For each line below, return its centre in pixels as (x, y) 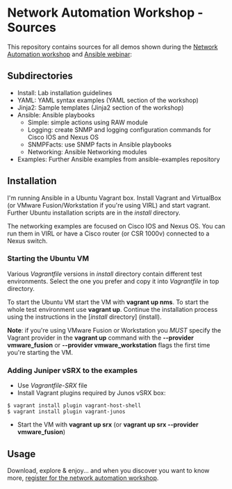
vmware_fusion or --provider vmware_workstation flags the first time (109, 345)
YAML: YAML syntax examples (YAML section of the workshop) (108, 100)
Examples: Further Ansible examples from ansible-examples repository (118, 159)
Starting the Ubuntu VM (48, 258)
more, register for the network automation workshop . (83, 478)
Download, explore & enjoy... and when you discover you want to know (108, 470)
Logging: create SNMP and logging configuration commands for (119, 129)
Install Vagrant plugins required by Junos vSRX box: (91, 393)
